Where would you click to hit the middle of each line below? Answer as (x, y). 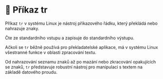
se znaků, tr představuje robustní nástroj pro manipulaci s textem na (74, 67)
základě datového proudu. (31, 72)
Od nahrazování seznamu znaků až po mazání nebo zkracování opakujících (81, 62)
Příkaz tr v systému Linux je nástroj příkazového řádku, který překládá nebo (81, 23)
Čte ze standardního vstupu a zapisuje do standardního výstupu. (70, 38)
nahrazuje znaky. (22, 28)
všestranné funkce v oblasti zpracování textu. (51, 52)
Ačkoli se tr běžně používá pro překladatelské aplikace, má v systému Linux (81, 47)
